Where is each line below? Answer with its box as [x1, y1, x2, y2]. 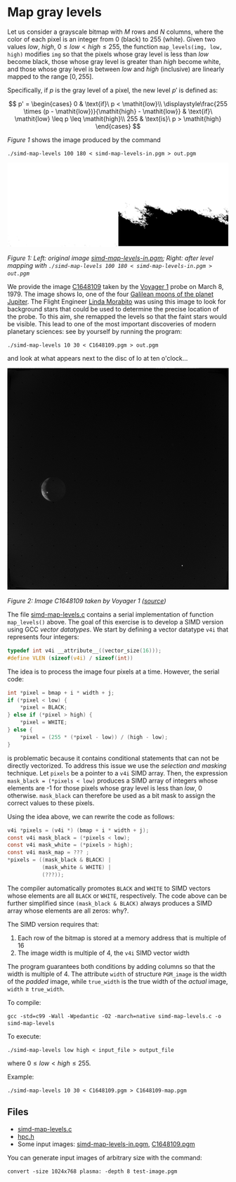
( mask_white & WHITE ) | [41, 864, 112, 871]
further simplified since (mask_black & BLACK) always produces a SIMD [7, 899, 213, 907]
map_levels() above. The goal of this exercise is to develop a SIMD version [7, 617, 223, 626]
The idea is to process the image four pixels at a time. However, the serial [7, 667, 220, 676]
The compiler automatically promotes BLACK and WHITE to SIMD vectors [7, 884, 211, 892]
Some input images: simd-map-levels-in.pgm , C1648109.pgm [17, 1140, 195, 1148]
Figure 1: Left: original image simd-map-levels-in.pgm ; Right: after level [7, 254, 214, 262]
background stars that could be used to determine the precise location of [7, 304, 219, 313]
